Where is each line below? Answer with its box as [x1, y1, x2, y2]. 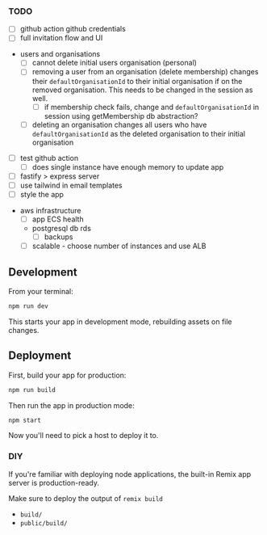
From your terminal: [8, 286, 74, 296]
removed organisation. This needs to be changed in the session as [31, 85, 253, 95]
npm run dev [8, 301, 48, 310]
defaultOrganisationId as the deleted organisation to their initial [31, 128, 246, 138]
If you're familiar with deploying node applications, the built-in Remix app [8, 469, 252, 478]
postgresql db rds [31, 224, 91, 234]
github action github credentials [19, 24, 127, 34]
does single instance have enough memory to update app [31, 162, 224, 171]
